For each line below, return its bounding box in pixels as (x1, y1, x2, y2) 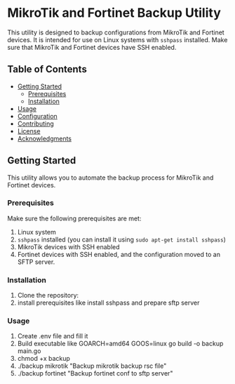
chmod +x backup (17, 355, 70, 363)
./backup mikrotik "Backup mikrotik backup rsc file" (17, 362, 167, 370)
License (17, 126, 41, 135)
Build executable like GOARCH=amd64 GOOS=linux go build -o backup (17, 339, 224, 348)
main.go (17, 347, 41, 355)
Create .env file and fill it (17, 332, 88, 340)
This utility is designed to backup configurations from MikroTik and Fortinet (7, 28, 224, 37)
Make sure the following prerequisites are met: (7, 214, 142, 223)
